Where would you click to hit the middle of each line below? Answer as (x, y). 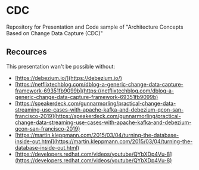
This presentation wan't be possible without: (60, 66)
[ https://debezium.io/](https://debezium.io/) (68, 78)
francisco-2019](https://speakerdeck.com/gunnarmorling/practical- (98, 116)
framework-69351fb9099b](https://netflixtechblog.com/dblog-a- (94, 91)
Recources (27, 52)
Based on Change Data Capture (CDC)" (55, 33)
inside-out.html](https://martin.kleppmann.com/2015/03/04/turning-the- (104, 141)
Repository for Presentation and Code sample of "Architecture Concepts (95, 27)
